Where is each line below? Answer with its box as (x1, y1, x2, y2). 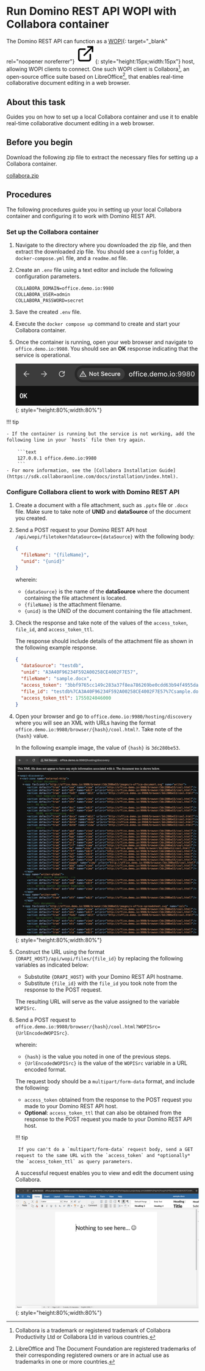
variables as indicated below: (15, 961, 89, 969)
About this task (6, 97, 66, 108)
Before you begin (6, 137, 73, 148)
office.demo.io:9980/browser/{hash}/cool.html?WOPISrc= (15, 1024, 160, 1030)
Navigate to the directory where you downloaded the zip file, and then (15, 241, 192, 249)
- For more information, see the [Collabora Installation (6, 467, 157, 473)
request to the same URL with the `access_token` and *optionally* (15, 1153, 190, 1159)
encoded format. (24, 1066, 67, 1073)
